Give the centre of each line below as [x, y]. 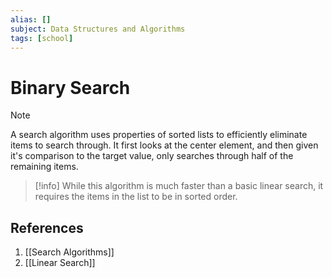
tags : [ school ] [42, 38]
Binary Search [70, 87]
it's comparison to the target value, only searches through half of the [152, 156]
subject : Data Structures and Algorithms [98, 29]
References [47, 227]
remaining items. [44, 167]
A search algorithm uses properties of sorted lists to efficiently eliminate [159, 135]
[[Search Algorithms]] [69, 252]
